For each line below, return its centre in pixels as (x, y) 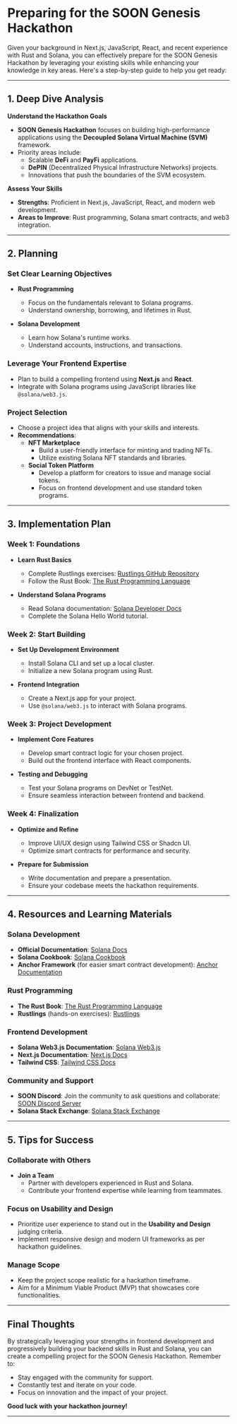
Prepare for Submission (53, 864)
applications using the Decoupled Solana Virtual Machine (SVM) (113, 137)
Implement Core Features (55, 740)
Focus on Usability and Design (60, 1208)
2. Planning (33, 253)
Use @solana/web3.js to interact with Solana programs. (108, 706)
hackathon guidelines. (50, 1247)
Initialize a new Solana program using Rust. (91, 671)
